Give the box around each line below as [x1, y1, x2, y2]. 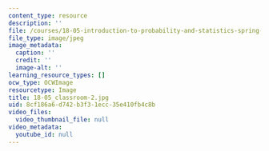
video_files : [8, 109, 52, 117]
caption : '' [15, 49, 56, 57]
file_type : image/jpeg [8, 34, 84, 42]
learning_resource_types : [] [8, 71, 106, 79]
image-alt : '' [15, 64, 62, 72]
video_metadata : [8, 123, 62, 131]
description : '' [8, 19, 62, 27]
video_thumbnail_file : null [15, 116, 110, 124]
